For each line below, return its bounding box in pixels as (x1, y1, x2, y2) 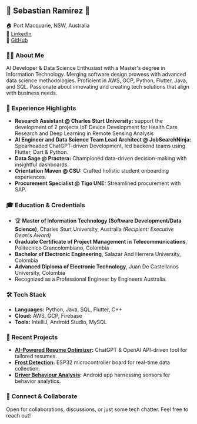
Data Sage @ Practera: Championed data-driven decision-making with (14, 155, 187, 162)
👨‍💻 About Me (6, 51, 44, 59)
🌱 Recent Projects (6, 333, 58, 341)
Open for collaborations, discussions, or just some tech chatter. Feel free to (6, 406, 189, 413)
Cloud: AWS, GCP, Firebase (14, 312, 82, 319)
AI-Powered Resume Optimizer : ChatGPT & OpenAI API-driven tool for (14, 346, 188, 354)
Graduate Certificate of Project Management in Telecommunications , (14, 238, 188, 245)
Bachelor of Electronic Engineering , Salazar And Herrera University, (14, 250, 181, 257)
